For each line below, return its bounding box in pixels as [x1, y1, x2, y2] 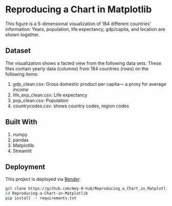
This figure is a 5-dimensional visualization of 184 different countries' [5, 21, 152, 27]
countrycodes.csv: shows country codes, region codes [12, 103, 130, 109]
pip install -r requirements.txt [5, 196, 77, 201]
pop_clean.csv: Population [12, 97, 69, 103]
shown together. [5, 31, 40, 38]
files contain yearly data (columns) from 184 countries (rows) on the [5, 65, 149, 71]
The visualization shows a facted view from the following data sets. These [5, 60, 161, 66]
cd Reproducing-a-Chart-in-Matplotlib [5, 191, 88, 196]
